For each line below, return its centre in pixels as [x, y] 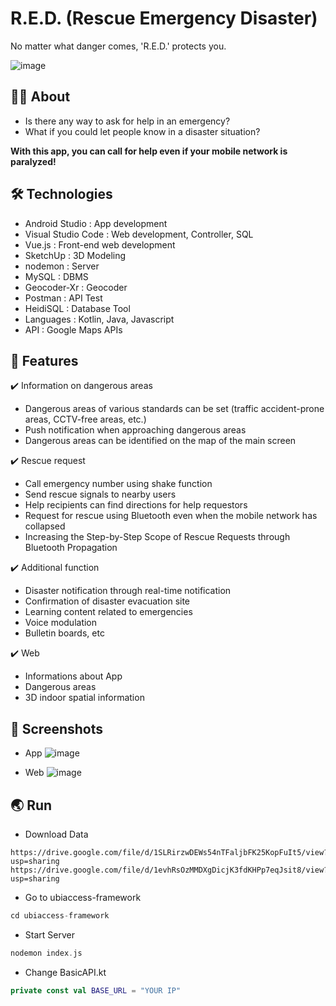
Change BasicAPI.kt [65, 972]
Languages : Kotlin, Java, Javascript [99, 319]
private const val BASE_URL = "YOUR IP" [96, 990]
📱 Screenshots [57, 728]
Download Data [56, 834]
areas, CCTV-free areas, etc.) [85, 419]
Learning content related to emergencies [108, 612]
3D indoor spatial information [84, 698]
